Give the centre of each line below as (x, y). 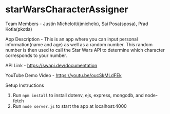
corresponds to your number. (36, 55)
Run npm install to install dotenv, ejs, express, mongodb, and (78, 95)
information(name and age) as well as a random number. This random (79, 44)
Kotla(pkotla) (19, 29)
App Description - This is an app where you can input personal (72, 39)
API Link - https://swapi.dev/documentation (51, 65)
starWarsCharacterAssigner (67, 9)
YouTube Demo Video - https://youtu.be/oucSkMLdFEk (63, 75)
